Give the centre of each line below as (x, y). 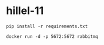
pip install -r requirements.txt (47, 26)
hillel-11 (25, 11)
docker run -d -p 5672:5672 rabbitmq (52, 36)
